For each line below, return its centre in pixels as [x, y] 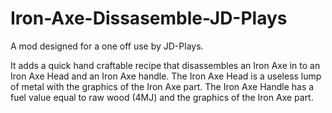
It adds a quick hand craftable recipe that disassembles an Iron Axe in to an [165, 65]
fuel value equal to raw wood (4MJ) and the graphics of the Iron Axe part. [162, 97]
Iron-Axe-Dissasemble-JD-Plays [149, 18]
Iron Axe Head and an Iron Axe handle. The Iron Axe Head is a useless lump [166, 76]
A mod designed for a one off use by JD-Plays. [107, 46]
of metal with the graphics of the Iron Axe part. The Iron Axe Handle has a [162, 86]
